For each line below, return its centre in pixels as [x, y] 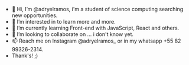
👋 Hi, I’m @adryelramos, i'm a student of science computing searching [97, 9]
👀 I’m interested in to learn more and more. [64, 22]
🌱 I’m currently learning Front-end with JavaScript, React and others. [95, 28]
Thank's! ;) [25, 56]
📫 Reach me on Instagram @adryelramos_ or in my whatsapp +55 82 [96, 41]
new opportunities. [35, 15]
